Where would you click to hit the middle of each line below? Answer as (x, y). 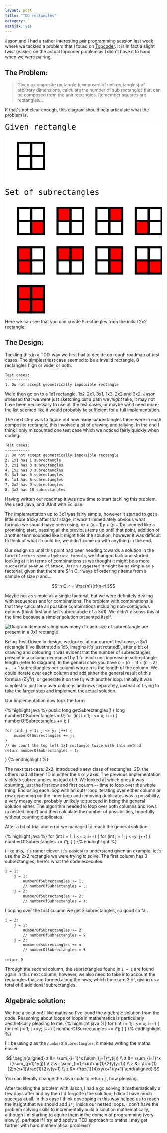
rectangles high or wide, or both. (39, 365)
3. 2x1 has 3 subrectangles (34, 465)
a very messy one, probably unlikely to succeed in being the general (75, 801)
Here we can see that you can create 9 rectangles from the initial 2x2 (76, 321)
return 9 (14, 960)
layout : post (19, 10)
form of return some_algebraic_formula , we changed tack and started (77, 555)
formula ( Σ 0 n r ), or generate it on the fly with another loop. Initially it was (79, 679)
